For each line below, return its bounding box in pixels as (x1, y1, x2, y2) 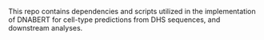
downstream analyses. (8, 24, 83, 32)
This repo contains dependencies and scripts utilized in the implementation (8, 7, 256, 16)
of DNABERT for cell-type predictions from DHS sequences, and (8, 15, 221, 24)
